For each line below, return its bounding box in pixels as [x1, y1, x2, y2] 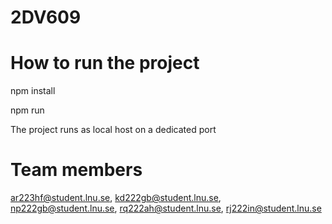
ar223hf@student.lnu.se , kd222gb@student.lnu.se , [10, 192, 222, 204]
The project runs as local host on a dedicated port [10, 124, 217, 136]
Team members [10, 159, 143, 181]
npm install [10, 85, 56, 97]
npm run [10, 104, 45, 116]
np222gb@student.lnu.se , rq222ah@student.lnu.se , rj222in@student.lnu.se [10, 202, 322, 215]
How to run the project [10, 52, 200, 75]
